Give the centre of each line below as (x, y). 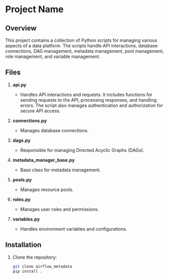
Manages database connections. (54, 130)
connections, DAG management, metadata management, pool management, (84, 51)
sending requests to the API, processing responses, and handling (88, 100)
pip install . (27, 271)
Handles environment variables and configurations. (74, 229)
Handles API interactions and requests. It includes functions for (86, 95)
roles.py (22, 199)
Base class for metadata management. (60, 170)
